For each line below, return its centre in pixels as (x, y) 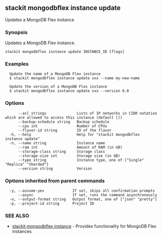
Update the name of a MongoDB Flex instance (55, 74)
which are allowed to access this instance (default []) (64, 118)
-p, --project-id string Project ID (52, 204)
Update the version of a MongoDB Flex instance (58, 87)
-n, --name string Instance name (57, 143)
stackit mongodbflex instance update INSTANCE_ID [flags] (65, 52)
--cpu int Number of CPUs (63, 126)
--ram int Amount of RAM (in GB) (70, 147)
